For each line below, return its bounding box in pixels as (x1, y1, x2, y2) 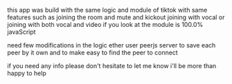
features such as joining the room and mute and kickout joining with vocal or (7, 13, 225, 21)
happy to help (7, 69, 46, 77)
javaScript (7, 28, 36, 36)
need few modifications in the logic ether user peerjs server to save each (7, 41, 216, 49)
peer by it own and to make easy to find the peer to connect (7, 48, 178, 56)
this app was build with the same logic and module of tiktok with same (7, 6, 208, 14)
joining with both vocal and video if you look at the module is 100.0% (7, 21, 204, 28)
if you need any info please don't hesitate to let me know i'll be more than (7, 62, 217, 70)
